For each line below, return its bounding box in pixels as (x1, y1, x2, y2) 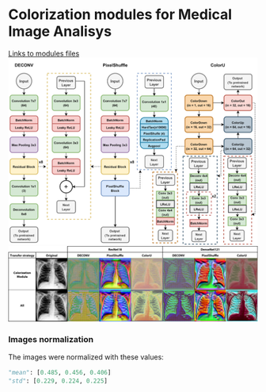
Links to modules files (8, 48, 80, 58)
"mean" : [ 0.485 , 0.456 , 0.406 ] (8, 368, 112, 376)
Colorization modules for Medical (8, 6, 232, 24)
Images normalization (8, 334, 93, 345)
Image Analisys (8, 22, 112, 40)
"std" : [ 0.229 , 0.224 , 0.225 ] (8, 377, 108, 385)
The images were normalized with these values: (8, 352, 164, 362)
